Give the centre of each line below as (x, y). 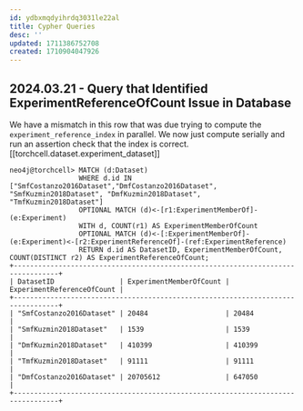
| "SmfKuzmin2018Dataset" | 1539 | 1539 (130, 329)
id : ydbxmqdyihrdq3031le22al (65, 18)
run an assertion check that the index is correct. (99, 144)
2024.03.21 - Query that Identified (109, 89)
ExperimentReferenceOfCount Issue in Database (151, 102)
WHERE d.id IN (105, 178)
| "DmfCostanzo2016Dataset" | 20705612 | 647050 (134, 377)
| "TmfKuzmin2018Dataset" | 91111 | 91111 (132, 361)
